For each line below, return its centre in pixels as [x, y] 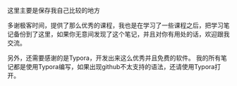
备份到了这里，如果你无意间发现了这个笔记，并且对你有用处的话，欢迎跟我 [121, 34]
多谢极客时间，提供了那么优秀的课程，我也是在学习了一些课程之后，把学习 [115, 25]
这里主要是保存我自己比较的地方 [54, 10]
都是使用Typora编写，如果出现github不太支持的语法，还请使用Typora [114, 67]
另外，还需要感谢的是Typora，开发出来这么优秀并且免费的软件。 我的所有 [114, 58]
